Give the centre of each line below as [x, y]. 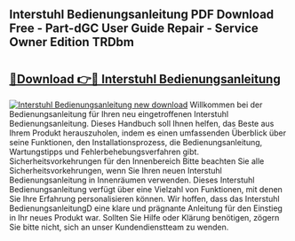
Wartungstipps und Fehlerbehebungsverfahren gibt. [104, 152]
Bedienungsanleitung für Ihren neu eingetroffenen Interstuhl [119, 114]
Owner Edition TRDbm [72, 42]
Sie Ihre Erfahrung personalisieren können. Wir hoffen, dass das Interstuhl [144, 199]
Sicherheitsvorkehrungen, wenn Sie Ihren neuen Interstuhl [116, 171]
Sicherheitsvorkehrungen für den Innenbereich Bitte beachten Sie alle [137, 161]
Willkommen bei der [226, 105]
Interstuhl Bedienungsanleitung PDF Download [142, 15]
